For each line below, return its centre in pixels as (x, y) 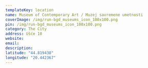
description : (19, 48)
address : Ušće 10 (24, 34)
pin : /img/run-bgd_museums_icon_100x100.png (54, 24)
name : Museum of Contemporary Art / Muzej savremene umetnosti (74, 15)
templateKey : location (29, 10)
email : (12, 43)
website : (15, 39)
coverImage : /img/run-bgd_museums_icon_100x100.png (61, 19)
